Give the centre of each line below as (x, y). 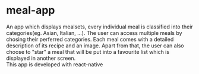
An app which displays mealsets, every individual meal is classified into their (99, 27)
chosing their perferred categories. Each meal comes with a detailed (90, 39)
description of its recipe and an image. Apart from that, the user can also (95, 46)
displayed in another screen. (41, 58)
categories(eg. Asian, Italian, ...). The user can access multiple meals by (94, 33)
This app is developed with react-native (55, 64)
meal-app (31, 10)
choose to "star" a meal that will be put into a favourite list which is (88, 52)
